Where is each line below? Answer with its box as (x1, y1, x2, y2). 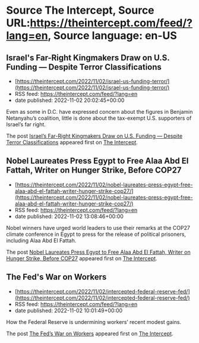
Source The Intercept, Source (6, 4, 154, 17)
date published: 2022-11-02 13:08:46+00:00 (14, 213, 124, 220)
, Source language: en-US (48, 29, 177, 42)
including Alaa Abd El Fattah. (6, 236, 77, 244)
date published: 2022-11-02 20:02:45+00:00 (14, 96, 125, 104)
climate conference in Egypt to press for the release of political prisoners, (6, 230, 186, 238)
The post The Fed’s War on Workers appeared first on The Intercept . (6, 330, 173, 337)
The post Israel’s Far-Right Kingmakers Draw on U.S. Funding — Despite (6, 132, 183, 139)
